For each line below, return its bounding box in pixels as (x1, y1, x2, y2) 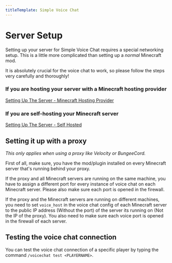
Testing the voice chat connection (5, 233, 117, 241)
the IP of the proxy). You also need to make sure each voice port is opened (5, 212, 164, 218)
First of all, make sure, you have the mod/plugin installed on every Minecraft (5, 160, 166, 166)
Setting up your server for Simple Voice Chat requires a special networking (5, 47, 164, 53)
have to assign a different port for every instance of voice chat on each (5, 180, 156, 187)
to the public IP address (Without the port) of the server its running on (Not (5, 207, 163, 213)
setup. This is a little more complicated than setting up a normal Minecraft (5, 52, 162, 58)
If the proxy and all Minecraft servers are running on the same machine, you (5, 175, 166, 181)
